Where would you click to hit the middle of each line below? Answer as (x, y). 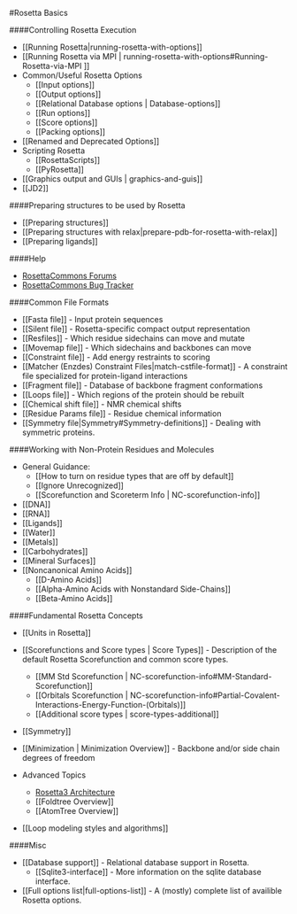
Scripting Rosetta (53, 151)
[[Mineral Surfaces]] (59, 561)
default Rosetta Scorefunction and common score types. (125, 659)
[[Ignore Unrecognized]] (79, 485)
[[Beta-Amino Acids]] (74, 598)
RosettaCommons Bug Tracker (78, 285)
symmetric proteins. (58, 432)
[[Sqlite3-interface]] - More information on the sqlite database (148, 872)
